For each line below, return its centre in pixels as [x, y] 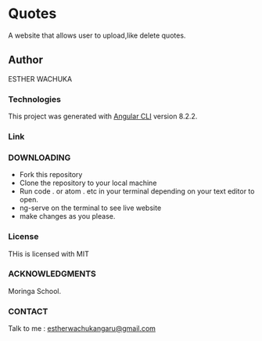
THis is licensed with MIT [49, 254]
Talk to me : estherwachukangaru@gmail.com [82, 328]
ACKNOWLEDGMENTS [52, 274]
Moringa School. [34, 291]
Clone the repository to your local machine [88, 183]
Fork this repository [51, 175]
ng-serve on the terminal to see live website [90, 208]
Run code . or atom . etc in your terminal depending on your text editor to [137, 191]
